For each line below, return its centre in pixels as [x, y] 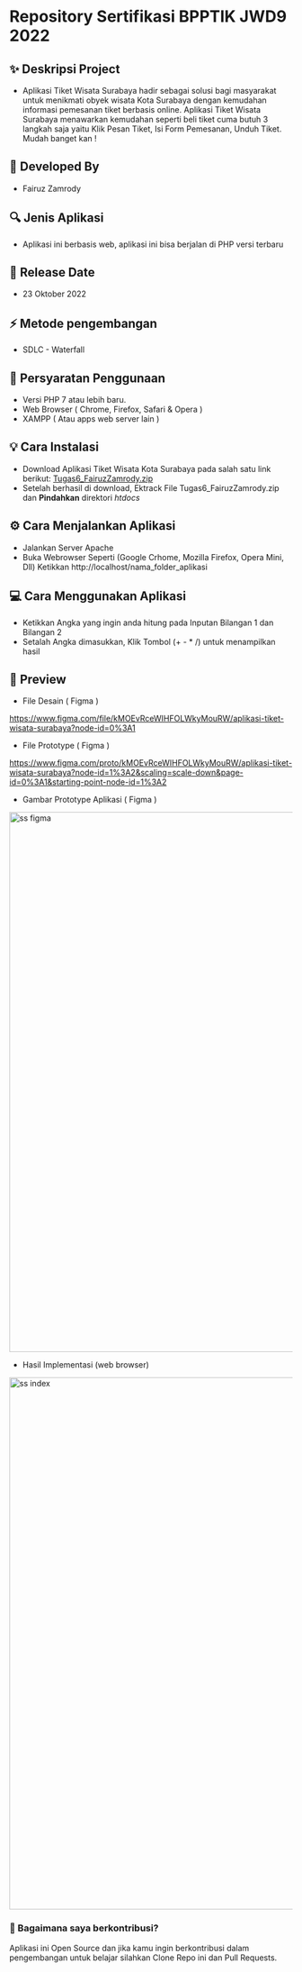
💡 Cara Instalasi [54, 447]
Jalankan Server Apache [68, 548]
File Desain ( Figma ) [60, 701]
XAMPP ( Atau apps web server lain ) [91, 419]
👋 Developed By [54, 167]
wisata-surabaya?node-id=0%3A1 [73, 728]
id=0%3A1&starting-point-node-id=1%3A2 [88, 782]
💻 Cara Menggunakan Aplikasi [98, 596]
